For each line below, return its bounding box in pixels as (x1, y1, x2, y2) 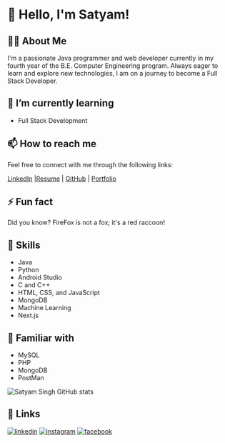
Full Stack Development (17, 116, 88, 124)
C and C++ (17, 281, 51, 289)
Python (17, 266, 39, 274)
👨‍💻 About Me (7, 35, 67, 47)
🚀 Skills (7, 239, 41, 251)
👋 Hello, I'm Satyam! (7, 6, 130, 23)
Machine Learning (17, 304, 71, 312)
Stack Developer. (7, 76, 58, 85)
